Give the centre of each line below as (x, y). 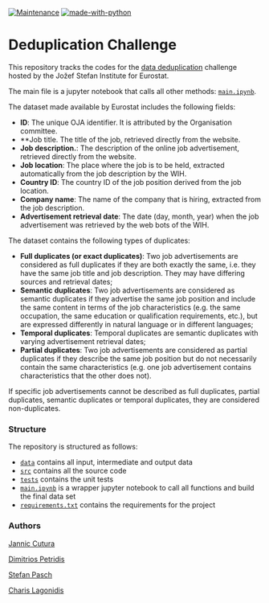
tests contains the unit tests (67, 479)
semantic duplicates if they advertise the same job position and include (137, 298)
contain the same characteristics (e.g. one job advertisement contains (135, 367)
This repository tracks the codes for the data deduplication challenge (123, 67)
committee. (39, 131)
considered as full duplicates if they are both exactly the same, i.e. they (138, 265)
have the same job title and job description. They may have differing (132, 273)
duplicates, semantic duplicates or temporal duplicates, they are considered (134, 400)
